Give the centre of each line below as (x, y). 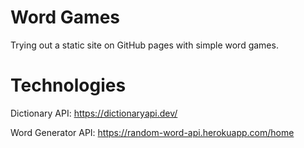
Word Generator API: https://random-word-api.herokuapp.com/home (152, 132)
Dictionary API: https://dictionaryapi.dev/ (94, 113)
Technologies (68, 85)
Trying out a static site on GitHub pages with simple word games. (144, 45)
